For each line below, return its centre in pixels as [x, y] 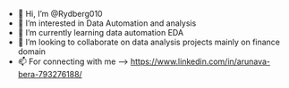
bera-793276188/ [50, 74]
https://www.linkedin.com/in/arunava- [200, 61]
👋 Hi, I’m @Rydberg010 [60, 14]
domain [32, 52]
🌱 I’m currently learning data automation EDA [101, 32]
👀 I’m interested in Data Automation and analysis [107, 23]
